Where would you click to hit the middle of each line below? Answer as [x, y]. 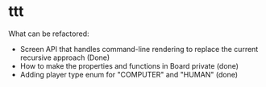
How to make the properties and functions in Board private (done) [129, 65]
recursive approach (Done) [65, 57]
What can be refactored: [49, 34]
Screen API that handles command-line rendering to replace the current [139, 49]
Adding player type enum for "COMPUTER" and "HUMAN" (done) [129, 74]
